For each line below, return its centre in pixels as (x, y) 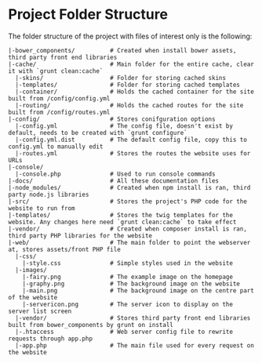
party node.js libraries (49, 194)
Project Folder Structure (88, 15)
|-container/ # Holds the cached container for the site (135, 92)
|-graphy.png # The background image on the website (131, 284)
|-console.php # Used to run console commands (115, 174)
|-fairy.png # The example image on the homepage (128, 277)
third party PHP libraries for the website (80, 236)
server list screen (40, 311)
